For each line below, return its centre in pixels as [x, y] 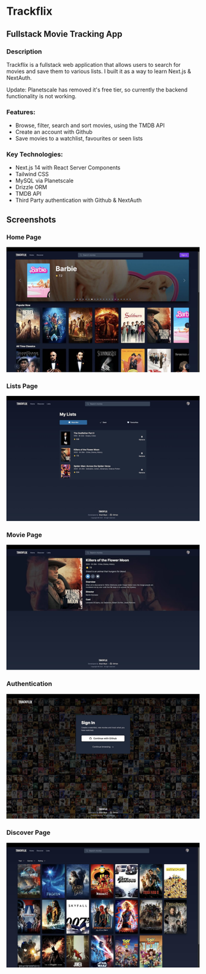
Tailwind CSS [32, 174]
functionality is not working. [41, 96]
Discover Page [29, 833]
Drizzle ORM [31, 187]
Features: [21, 112]
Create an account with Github [54, 132]
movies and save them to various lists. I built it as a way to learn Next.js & [99, 71]
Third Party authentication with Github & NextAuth [78, 200]
